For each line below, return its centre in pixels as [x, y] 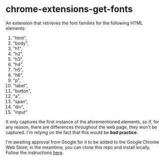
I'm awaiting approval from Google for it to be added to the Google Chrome [82, 142]
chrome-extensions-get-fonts [69, 9]
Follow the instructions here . [35, 153]
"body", [21, 43]
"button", [22, 91]
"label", [20, 85]
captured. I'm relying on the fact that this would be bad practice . [72, 132]
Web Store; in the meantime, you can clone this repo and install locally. [78, 147]
